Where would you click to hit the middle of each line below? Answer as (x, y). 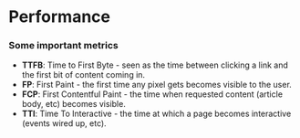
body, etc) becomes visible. (74, 104)
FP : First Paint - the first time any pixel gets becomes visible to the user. (157, 85)
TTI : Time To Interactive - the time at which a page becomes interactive (156, 114)
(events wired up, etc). (64, 123)
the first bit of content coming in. (83, 75)
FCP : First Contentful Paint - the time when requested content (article (152, 94)
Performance (60, 17)
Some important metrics (64, 46)
